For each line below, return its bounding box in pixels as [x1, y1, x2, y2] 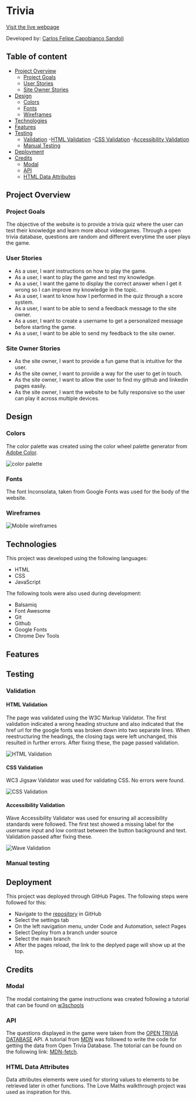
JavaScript [14, 578, 41, 586]
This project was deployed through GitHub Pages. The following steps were [6, 893, 188, 900]
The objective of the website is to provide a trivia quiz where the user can [6, 221, 183, 228]
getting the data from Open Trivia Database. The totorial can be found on [6, 1042, 182, 1049]
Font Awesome [14, 608, 51, 615]
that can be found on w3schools [6, 1001, 84, 1009]
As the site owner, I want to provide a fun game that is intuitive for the [14, 358, 183, 365]
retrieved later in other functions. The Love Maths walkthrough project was [6, 1082, 187, 1089]
